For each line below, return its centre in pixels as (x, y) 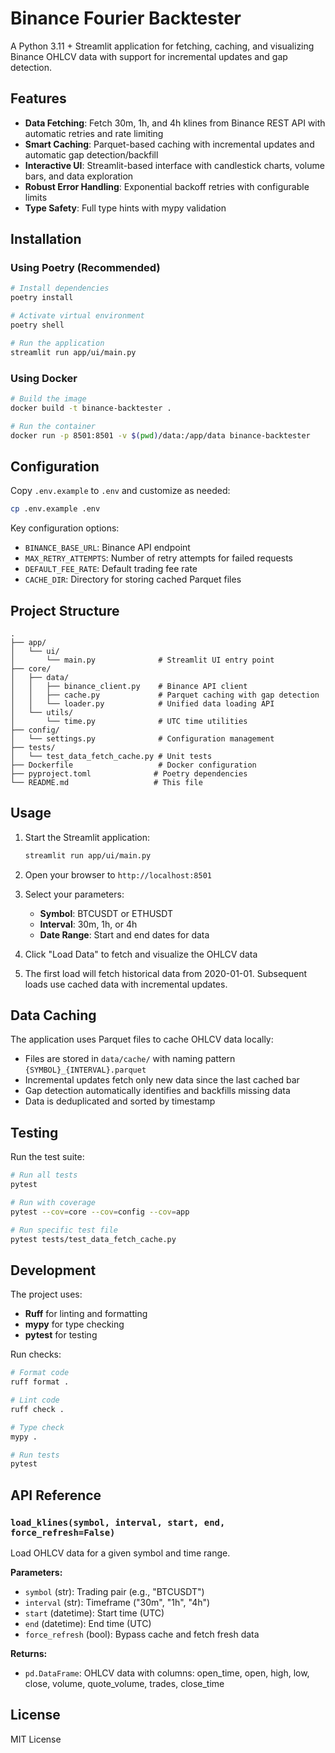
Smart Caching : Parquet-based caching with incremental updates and (169, 144)
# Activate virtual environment (77, 316)
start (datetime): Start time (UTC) (94, 1613)
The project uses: (46, 1294)
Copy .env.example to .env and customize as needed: (120, 491)
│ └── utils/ (42, 712)
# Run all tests (44, 1175)
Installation (46, 239)
